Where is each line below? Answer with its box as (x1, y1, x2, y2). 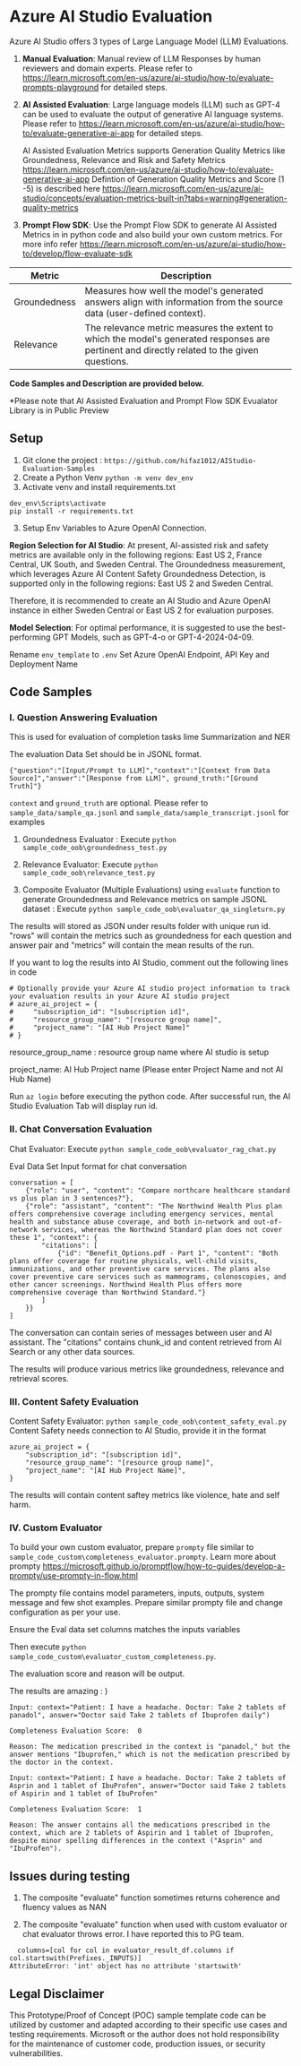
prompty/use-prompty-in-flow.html (9, 1571, 139, 1581)
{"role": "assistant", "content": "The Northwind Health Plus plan (25, 1201, 282, 1210)
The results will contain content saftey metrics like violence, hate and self (9, 1490, 280, 1501)
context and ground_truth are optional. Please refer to (9, 797, 209, 808)
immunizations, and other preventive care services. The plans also (9, 1264, 271, 1273)
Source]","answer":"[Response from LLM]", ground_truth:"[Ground (9, 774, 258, 783)
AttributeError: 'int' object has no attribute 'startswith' (9, 1962, 243, 1971)
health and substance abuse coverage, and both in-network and (9, 1217, 251, 1227)
